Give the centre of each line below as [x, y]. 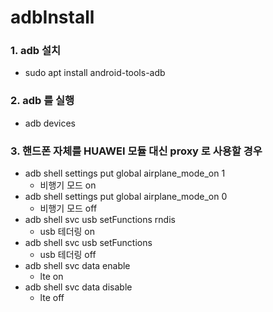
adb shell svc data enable [77, 266]
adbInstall [52, 17]
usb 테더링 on [67, 232]
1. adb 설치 [35, 51]
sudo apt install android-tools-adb [95, 73]
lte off [52, 298]
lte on [51, 277]
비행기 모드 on [68, 185]
